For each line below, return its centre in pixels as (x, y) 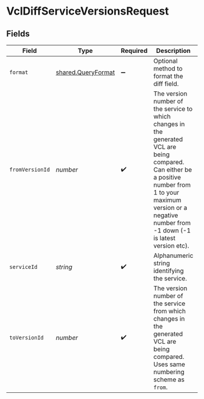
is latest (165, 238)
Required (134, 51)
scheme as (169, 380)
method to (168, 68)
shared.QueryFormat (85, 72)
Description (173, 51)
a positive (167, 177)
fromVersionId (30, 169)
